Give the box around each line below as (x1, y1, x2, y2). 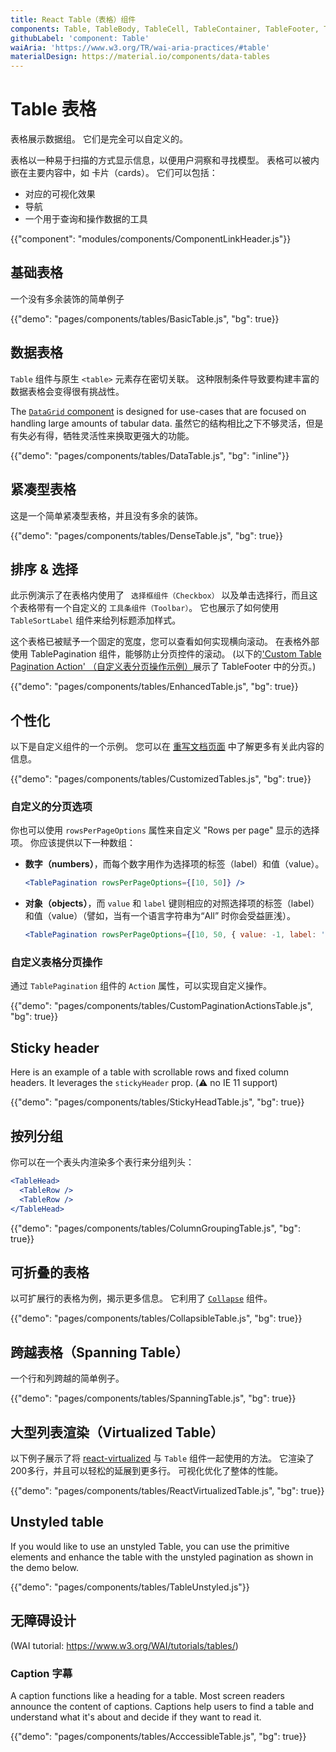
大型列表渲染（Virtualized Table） (10, 1424, 225, 1441)
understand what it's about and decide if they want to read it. (10, 1711, 262, 1723)
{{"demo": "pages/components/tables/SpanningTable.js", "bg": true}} (10, 1392, 297, 1405)
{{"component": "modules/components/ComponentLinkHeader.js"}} (10, 233, 292, 245)
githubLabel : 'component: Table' (10, 33, 150, 43)
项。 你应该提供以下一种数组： (10, 837, 136, 849)
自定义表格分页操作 (10, 956, 103, 970)
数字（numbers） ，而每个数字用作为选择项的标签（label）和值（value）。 (24, 858, 325, 870)
